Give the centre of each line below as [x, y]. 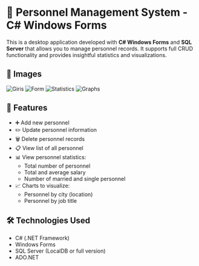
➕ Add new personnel [42, 122]
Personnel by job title [51, 200]
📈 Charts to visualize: [42, 185]
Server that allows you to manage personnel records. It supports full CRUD [100, 49]
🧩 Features [27, 108]
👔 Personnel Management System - [97, 12]
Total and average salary [55, 172]
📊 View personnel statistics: [51, 157]
